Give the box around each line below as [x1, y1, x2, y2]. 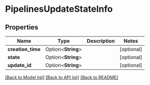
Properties [5, 23, 38, 31]
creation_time [7, 46, 41, 53]
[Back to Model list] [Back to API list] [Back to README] [5, 75, 118, 80]
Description [86, 38, 115, 44]
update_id [7, 62, 32, 68]
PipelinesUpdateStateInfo [5, 3, 113, 15]
